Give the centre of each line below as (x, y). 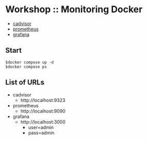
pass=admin (41, 133)
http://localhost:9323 (43, 100)
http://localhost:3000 (43, 122)
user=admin (41, 127)
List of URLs (25, 83)
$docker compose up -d (30, 62)
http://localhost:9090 (43, 111)
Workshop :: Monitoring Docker (74, 9)
